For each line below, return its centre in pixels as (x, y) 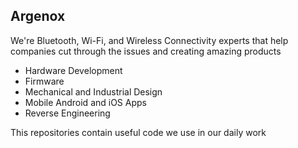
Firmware (44, 81)
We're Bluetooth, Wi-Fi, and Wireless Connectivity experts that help (149, 40)
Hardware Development (73, 70)
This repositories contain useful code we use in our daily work (138, 132)
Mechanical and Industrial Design (93, 91)
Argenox (38, 16)
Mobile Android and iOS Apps (85, 102)
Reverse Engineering (67, 113)
